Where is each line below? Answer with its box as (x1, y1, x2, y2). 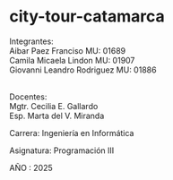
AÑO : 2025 (9, 162, 54, 173)
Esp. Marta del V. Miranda (9, 110, 105, 121)
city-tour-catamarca (9, 6, 166, 27)
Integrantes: (9, 36, 54, 47)
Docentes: (9, 91, 48, 102)
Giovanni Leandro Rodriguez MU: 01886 (9, 64, 157, 75)
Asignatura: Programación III (9, 145, 115, 156)
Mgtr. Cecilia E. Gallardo (9, 100, 99, 111)
